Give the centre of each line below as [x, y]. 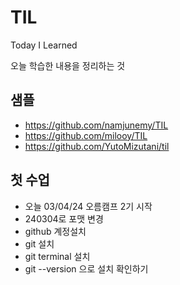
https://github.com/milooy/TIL [86, 135]
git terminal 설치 [57, 256]
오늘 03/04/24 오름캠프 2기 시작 [88, 206]
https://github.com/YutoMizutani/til [97, 146]
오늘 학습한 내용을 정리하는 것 [68, 65]
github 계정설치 [55, 231]
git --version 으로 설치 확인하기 [86, 268]
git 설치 [39, 243]
